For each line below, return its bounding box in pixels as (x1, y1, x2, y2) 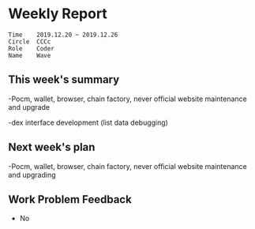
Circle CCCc (8, 37, 51, 46)
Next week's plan (8, 141, 96, 154)
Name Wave (8, 51, 51, 59)
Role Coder (8, 44, 55, 52)
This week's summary (8, 73, 120, 87)
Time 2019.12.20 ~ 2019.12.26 (8, 31, 118, 39)
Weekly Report (8, 5, 108, 23)
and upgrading (8, 170, 57, 179)
